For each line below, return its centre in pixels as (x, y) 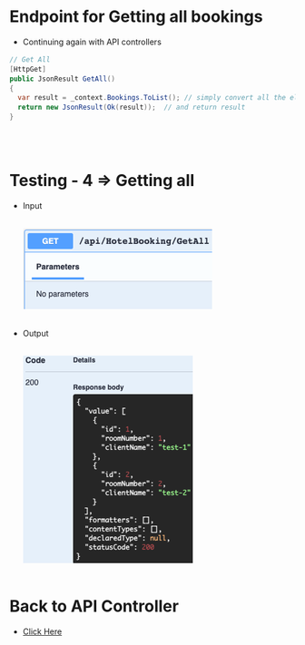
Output (35, 333)
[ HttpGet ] (28, 69)
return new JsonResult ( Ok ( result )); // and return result (132, 107)
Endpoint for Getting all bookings (136, 17)
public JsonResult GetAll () (63, 79)
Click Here (42, 631)
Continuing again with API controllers (92, 42)
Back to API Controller (94, 606)
